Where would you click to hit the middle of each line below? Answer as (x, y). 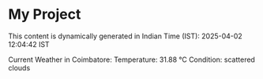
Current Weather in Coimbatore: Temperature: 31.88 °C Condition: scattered (131, 59)
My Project (45, 14)
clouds (19, 67)
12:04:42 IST (29, 44)
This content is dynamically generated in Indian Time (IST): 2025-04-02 (125, 36)
